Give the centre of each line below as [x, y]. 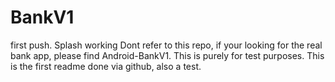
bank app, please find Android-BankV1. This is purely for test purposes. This [167, 55]
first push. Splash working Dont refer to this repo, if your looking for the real [166, 45]
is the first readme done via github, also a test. [106, 66]
